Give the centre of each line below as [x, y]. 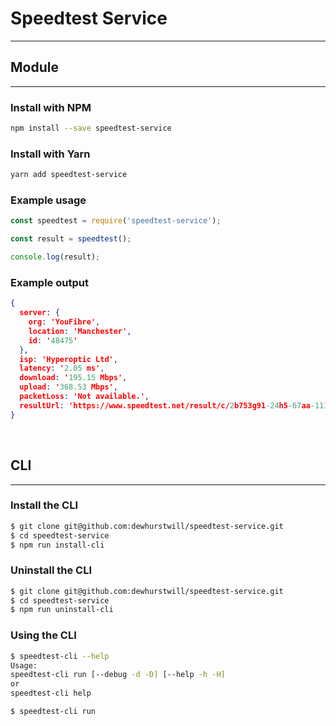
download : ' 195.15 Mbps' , [73, 378]
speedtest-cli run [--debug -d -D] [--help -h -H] [118, 675]
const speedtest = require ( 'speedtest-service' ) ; [116, 221]
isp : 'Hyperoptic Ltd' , [68, 359]
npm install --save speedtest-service [91, 128]
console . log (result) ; [55, 257]
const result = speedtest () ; [71, 239]
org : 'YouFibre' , [64, 322]
